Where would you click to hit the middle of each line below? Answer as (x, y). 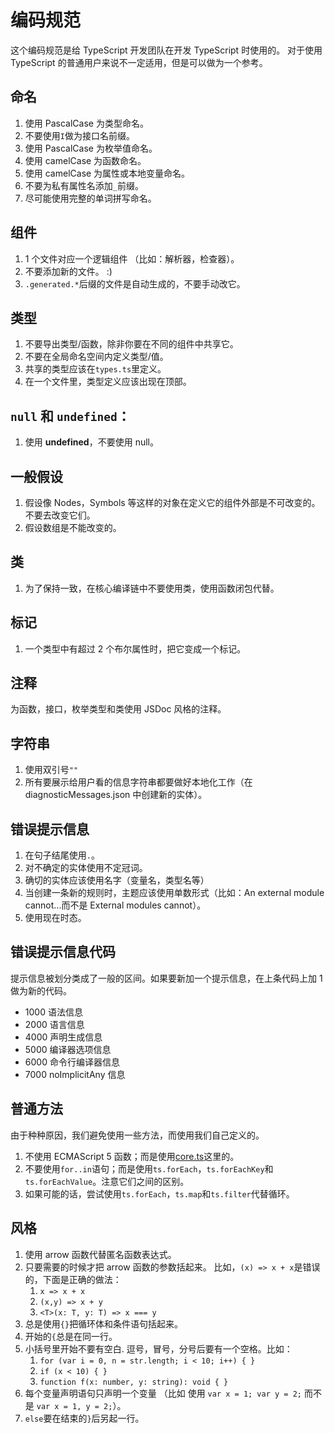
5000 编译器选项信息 (68, 1049)
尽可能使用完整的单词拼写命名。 (90, 198)
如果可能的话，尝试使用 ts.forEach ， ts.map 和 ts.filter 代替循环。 (159, 1193)
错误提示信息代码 (63, 952)
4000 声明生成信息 (63, 1037)
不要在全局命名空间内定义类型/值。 (96, 357)
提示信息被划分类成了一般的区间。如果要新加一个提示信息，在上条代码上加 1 (166, 978)
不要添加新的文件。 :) (68, 271)
